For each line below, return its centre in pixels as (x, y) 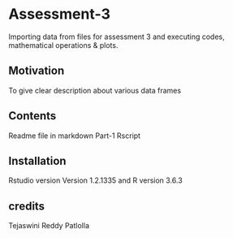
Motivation (37, 71)
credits (27, 206)
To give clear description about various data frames (95, 90)
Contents (32, 116)
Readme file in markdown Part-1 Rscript (74, 136)
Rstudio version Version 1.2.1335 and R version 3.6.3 (95, 180)
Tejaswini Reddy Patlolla (49, 226)
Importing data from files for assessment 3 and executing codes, (116, 37)
